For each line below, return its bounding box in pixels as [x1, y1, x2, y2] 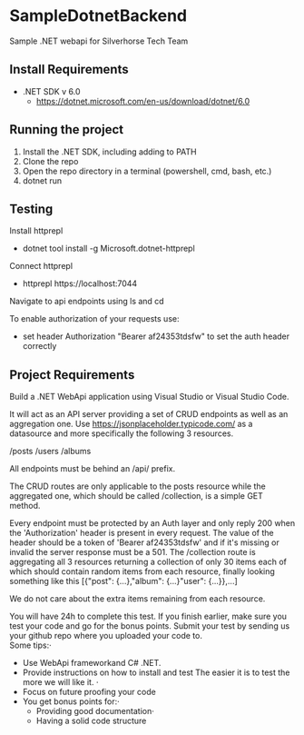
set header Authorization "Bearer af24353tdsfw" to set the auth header [22, 331, 290, 342]
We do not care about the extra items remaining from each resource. [9, 593, 266, 604]
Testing [9, 201, 54, 216]
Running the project [9, 122, 124, 137]
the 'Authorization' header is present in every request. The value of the [9, 528, 274, 539]
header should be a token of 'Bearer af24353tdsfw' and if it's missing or [9, 537, 279, 548]
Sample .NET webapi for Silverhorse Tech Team [9, 35, 189, 46]
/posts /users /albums [9, 446, 92, 457]
